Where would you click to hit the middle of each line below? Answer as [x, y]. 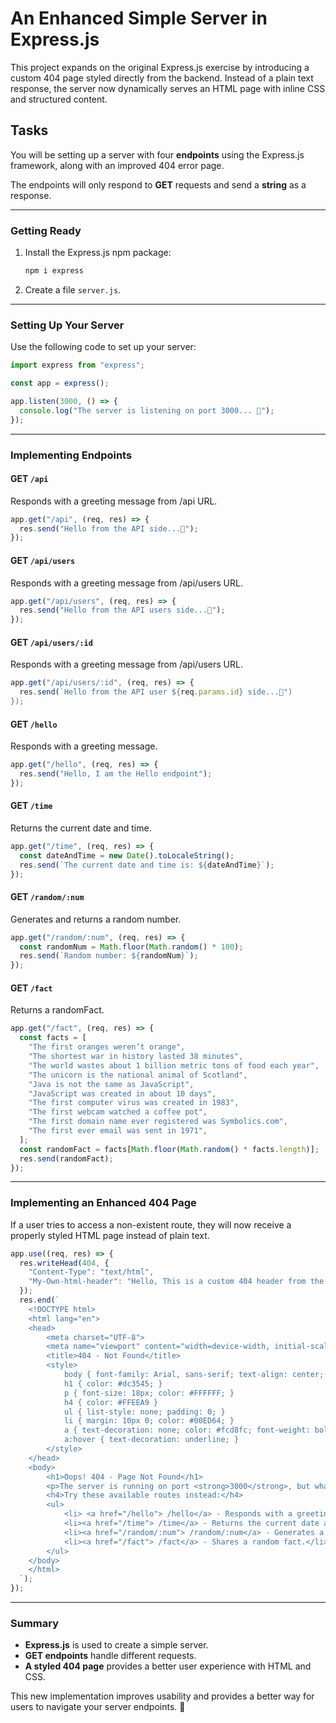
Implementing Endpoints [71, 455]
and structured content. [59, 99]
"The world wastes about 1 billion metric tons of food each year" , [174, 1065]
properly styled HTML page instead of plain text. [110, 1235]
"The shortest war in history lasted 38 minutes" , [136, 1057]
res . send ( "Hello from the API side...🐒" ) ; [109, 528]
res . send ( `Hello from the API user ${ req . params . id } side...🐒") [156, 692]
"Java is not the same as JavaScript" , [111, 1084]
